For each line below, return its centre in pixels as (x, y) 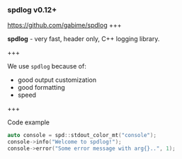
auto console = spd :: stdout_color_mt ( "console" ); (82, 136)
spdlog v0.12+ (32, 10)
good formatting (41, 88)
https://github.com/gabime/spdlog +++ (64, 25)
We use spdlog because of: (47, 66)
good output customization (57, 80)
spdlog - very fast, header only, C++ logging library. (84, 39)
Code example (29, 122)
